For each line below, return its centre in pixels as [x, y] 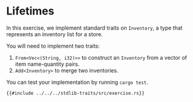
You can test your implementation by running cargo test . [77, 82]
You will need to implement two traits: [53, 46]
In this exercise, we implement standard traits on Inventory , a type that [94, 28]
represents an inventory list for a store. [54, 34]
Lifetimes [30, 11]
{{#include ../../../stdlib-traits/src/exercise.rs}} [76, 93]
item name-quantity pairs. [47, 64]
